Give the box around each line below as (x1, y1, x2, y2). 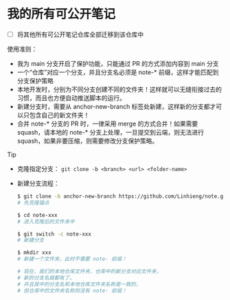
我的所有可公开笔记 (7, 6, 116, 22)
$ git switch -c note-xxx (16, 231, 91, 238)
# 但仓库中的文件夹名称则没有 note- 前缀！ (16, 287, 127, 294)
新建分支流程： (16, 179, 60, 187)
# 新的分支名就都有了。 (16, 274, 76, 281)
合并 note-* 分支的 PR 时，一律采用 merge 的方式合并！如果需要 (16, 119, 198, 128)
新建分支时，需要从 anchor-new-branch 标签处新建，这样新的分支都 (16, 102, 210, 111)
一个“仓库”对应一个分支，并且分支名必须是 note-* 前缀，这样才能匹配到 (16, 68, 219, 76)
